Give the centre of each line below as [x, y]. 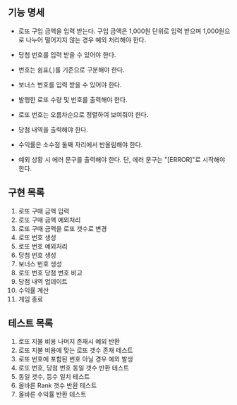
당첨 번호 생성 [37, 255]
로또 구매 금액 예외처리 [49, 220]
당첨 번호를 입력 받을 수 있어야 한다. [67, 54]
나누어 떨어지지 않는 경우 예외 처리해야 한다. [86, 39]
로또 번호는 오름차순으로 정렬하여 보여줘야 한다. [83, 114]
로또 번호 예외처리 [43, 246]
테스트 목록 [31, 324]
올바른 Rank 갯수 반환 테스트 [57, 385]
